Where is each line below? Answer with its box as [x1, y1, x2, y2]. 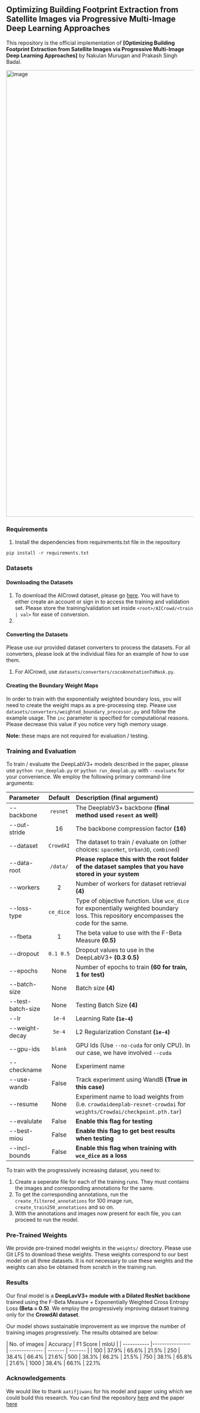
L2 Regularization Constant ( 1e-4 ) [75, 1028, 171, 1036]
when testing [75, 1134, 114, 1143]
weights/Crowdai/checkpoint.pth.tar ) [75, 1107, 182, 1116]
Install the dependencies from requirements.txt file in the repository [14, 539, 180, 546]
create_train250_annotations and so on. [14, 1203, 115, 1210]
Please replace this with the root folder [75, 855, 189, 863]
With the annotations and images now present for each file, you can [14, 1209, 182, 1217]
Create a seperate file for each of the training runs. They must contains [14, 1178, 189, 1185]
